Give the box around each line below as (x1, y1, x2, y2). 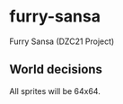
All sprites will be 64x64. (9, 85, 101, 96)
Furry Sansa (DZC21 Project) (9, 36, 115, 47)
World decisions (9, 62, 103, 77)
